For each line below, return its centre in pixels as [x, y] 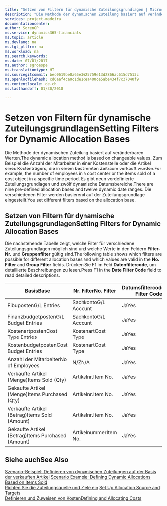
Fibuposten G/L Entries [34, 306]
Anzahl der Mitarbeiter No [37, 359]
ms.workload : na [22, 51]
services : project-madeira [33, 19]
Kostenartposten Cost [33, 331]
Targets [13, 493]
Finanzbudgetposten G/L [36, 317]
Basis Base [38, 291]
